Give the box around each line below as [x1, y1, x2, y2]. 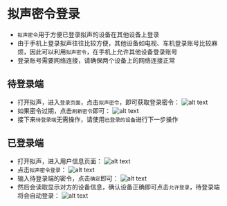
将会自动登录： [17, 191, 60, 200]
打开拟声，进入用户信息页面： [17, 156, 102, 165]
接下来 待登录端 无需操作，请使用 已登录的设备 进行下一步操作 [17, 115, 179, 123]
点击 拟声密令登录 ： [17, 165, 67, 174]
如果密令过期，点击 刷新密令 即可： [17, 106, 111, 114]
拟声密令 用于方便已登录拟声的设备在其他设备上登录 [17, 30, 160, 39]
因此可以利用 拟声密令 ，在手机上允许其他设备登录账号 [29, 48, 178, 56]
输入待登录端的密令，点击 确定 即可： [17, 174, 119, 183]
